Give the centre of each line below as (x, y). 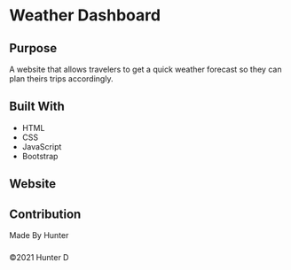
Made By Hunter (39, 235)
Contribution (45, 214)
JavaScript (42, 146)
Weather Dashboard (85, 15)
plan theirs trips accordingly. (61, 79)
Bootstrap (40, 156)
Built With (37, 107)
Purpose (33, 48)
